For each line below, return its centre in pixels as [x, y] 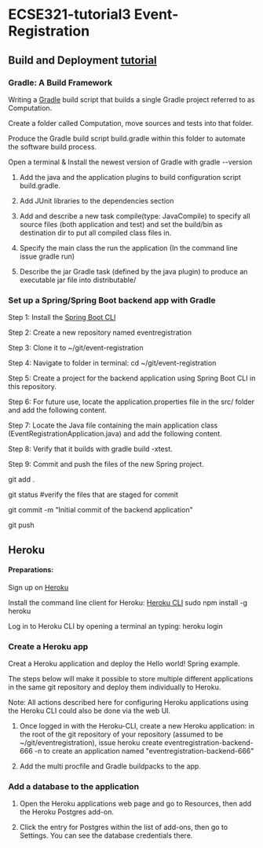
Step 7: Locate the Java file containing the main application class [113, 425]
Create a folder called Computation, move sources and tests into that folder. [131, 123]
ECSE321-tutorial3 [69, 15]
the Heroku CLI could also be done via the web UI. [89, 711]
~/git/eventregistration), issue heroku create [91, 743]
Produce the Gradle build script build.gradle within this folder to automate [127, 138]
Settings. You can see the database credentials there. [106, 835]
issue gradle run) [47, 256]
